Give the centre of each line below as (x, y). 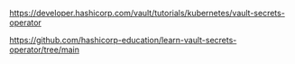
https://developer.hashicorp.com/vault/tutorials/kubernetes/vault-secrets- (147, 13)
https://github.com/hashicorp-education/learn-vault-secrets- (123, 40)
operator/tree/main (44, 50)
